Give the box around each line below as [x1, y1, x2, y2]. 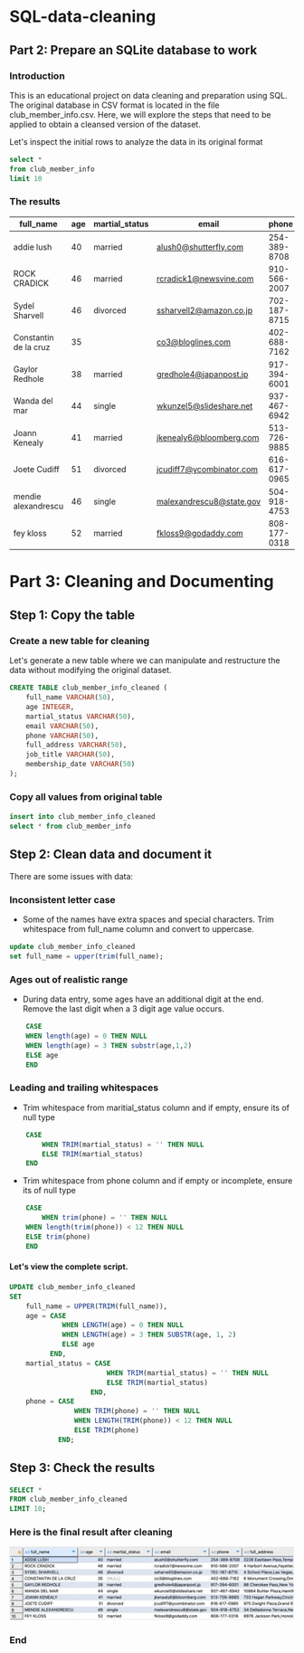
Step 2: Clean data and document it [9, 847, 213, 862]
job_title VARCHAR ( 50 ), [25, 750, 116, 759]
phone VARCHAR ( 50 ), [25, 731, 100, 740]
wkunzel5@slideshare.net [157, 400, 253, 411]
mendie [13, 491, 42, 502]
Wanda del [13, 395, 53, 406]
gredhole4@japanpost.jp [157, 368, 249, 379]
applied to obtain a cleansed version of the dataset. [9, 119, 201, 129]
